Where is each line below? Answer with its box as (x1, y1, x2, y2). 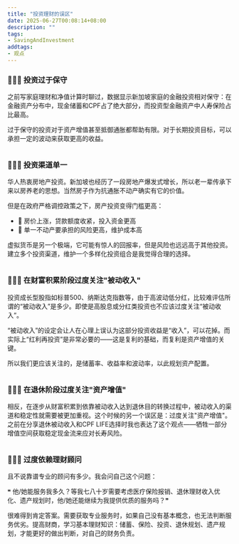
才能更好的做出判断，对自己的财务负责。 (19, 529, 139, 538)
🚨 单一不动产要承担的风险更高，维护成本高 (17, 226, 142, 234)
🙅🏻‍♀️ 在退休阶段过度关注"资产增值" (7, 385, 127, 394)
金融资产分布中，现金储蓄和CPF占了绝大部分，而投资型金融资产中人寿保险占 (7, 101, 232, 110)
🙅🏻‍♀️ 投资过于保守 (7, 75, 68, 85)
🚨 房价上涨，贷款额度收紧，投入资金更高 (17, 216, 137, 225)
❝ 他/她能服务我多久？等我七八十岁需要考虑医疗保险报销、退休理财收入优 (7, 487, 221, 496)
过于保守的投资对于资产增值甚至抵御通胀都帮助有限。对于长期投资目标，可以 (7, 125, 232, 134)
